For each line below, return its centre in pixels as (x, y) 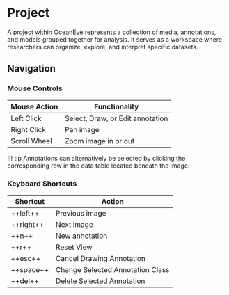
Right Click (29, 129)
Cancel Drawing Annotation (101, 258)
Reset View (74, 247)
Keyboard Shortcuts (42, 184)
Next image (74, 224)
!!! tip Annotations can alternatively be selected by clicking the (96, 158)
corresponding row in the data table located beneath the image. (98, 166)
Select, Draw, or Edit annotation (117, 118)
